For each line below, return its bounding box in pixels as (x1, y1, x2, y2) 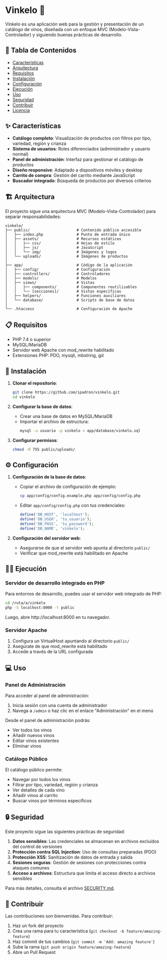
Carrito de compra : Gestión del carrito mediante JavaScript (12, 172, 136, 178)
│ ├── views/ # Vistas (5, 280, 95, 285)
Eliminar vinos (12, 743, 41, 749)
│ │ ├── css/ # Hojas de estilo (5, 241, 115, 246)
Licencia (12, 107, 30, 113)
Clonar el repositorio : (12, 380, 57, 386)
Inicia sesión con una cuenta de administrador (12, 702, 108, 708)
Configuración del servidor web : (12, 535, 81, 541)
